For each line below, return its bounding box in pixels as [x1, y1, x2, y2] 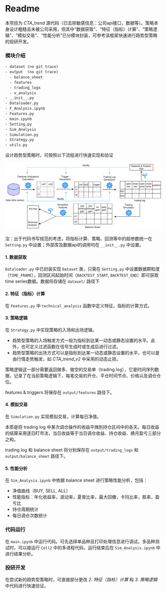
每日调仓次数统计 [12, 513, 47, 519]
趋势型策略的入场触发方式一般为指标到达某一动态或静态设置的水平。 [12, 337, 151, 343]
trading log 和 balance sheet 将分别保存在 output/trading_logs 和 [5, 447, 139, 453]
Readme [5, 3, 40, 14]
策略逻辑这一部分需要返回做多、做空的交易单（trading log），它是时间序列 [5, 366, 155, 372]
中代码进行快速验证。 [5, 583, 48, 589]
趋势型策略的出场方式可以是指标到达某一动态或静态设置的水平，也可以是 [12, 349, 160, 355]
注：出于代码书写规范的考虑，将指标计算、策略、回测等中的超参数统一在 [5, 236, 152, 242]
